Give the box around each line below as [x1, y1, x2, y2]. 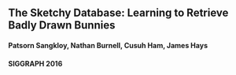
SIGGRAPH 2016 [8, 58, 63, 68]
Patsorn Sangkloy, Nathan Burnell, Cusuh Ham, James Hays [8, 40, 208, 50]
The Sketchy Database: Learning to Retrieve [8, 6, 229, 20]
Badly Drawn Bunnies [8, 19, 116, 32]
